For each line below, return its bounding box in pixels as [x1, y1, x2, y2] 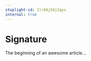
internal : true [5, 12, 37, 17]
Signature [5, 33, 47, 45]
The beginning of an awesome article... [5, 50, 86, 56]
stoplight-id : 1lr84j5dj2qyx [5, 7, 66, 12]
